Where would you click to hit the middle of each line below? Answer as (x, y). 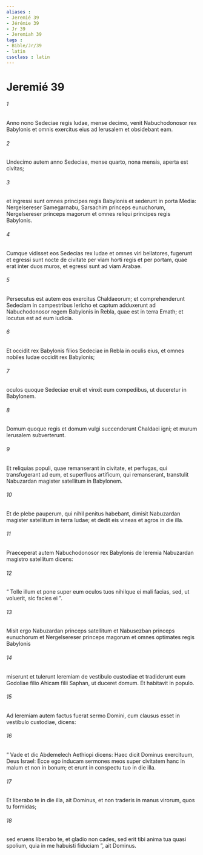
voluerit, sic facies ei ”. (34, 598)
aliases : (19, 12)
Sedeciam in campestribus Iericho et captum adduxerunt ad (81, 305)
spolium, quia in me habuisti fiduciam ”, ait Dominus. (71, 846)
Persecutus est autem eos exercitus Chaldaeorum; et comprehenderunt (95, 298)
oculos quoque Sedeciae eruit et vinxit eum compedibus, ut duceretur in (96, 390)
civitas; (15, 169)
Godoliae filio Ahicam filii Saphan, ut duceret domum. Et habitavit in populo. (100, 683)
